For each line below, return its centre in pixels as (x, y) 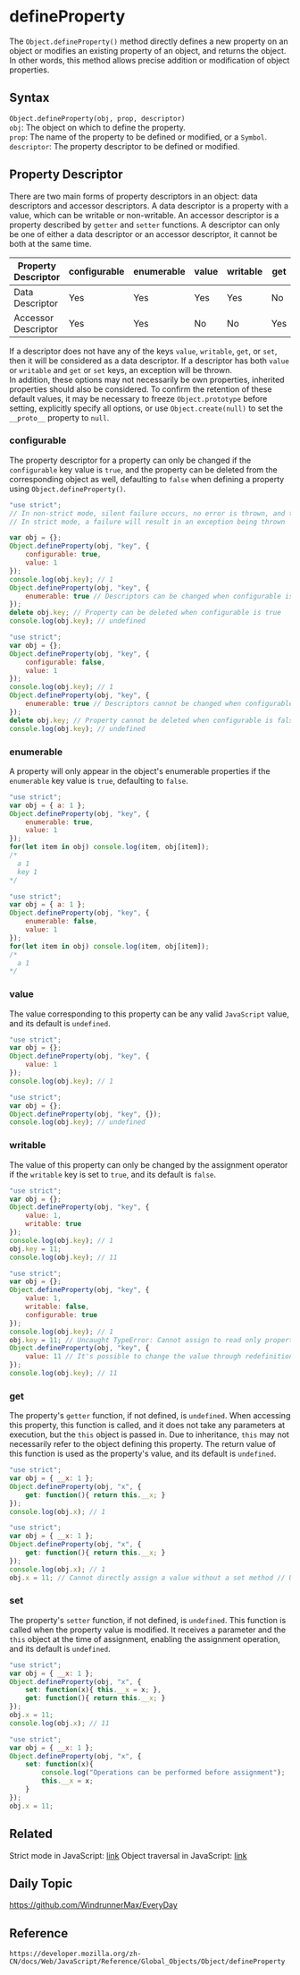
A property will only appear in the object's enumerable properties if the (140, 770)
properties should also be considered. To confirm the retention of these (141, 389)
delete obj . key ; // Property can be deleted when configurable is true (145, 613)
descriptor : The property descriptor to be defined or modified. (125, 146)
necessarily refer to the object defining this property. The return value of (143, 1444)
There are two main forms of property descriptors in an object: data (133, 196)
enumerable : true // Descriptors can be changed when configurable (153, 596)
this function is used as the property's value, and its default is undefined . (143, 1454)
